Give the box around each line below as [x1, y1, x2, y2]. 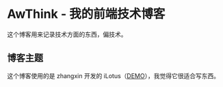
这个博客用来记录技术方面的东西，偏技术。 [7, 30, 127, 38]
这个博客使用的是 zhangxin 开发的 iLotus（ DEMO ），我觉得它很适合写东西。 [7, 71, 220, 79]
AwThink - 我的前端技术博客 [7, 6, 166, 22]
